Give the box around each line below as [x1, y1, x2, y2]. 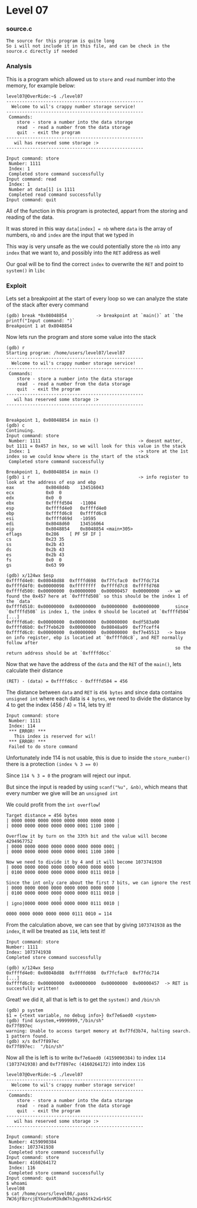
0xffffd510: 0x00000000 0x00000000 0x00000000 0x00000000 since [6, 604, 189, 610]
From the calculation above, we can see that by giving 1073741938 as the [6, 921, 182, 929]
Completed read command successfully [8, 192, 101, 198]
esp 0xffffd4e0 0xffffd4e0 [6, 505, 107, 512]
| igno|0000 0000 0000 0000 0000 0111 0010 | [6, 900, 120, 907]
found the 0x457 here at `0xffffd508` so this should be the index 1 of [6, 593, 189, 599]
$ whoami [6, 1181, 28, 1187]
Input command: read [6, 176, 57, 182]
